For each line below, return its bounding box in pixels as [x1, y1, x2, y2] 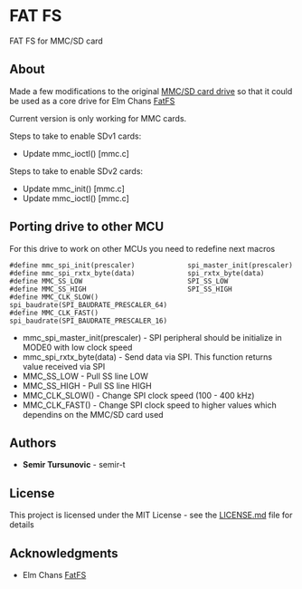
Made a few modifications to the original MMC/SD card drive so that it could [9, 85, 293, 96]
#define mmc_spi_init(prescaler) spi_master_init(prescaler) [9, 260, 294, 270]
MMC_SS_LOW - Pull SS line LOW [22, 371, 149, 381]
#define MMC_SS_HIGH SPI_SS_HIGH [9, 285, 232, 294]
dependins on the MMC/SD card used [22, 409, 165, 420]
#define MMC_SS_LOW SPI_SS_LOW [9, 276, 229, 285]
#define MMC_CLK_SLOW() [9, 292, 99, 302]
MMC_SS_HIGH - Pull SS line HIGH [22, 380, 152, 391]
